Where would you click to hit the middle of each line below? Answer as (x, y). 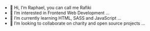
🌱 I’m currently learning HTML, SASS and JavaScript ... (66, 18)
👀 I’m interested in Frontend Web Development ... (59, 13)
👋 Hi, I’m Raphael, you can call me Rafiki (50, 8)
